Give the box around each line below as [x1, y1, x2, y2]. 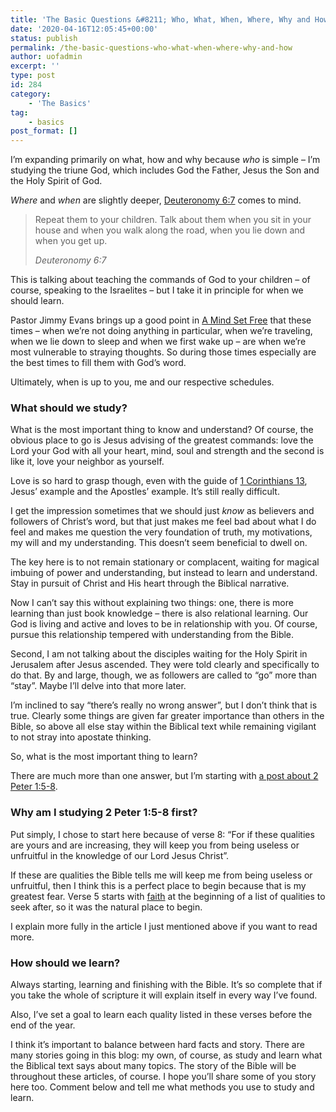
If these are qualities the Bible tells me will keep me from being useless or [10, 869, 313, 881]
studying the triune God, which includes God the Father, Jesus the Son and [10, 164, 320, 176]
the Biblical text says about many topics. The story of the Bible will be [10, 1060, 297, 1072]
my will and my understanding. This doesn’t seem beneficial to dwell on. [10, 537, 308, 549]
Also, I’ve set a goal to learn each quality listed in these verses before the [10, 1009, 313, 1021]
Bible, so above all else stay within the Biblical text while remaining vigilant [10, 721, 317, 733]
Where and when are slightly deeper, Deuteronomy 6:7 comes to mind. [10, 194, 302, 206]
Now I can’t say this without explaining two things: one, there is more [10, 597, 294, 609]
